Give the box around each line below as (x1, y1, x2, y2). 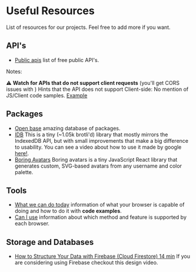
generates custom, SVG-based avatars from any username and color (14, 162, 182, 169)
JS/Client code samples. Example (6, 91, 88, 99)
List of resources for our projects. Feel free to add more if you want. (6, 24, 171, 31)
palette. (14, 168, 34, 175)
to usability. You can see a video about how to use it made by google (14, 143, 182, 150)
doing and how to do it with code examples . (14, 208, 122, 215)
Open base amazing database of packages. (14, 124, 121, 132)
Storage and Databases (6, 237, 94, 247)
